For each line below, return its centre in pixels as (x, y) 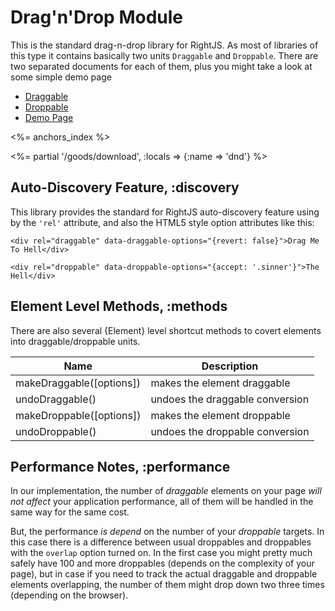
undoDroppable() (56, 431)
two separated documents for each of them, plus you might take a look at (161, 66)
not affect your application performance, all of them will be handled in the (162, 502)
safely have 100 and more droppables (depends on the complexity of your (162, 563)
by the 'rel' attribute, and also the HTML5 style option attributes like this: (162, 222)
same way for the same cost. (70, 512)
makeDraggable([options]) (78, 383)
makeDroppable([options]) (78, 415)
